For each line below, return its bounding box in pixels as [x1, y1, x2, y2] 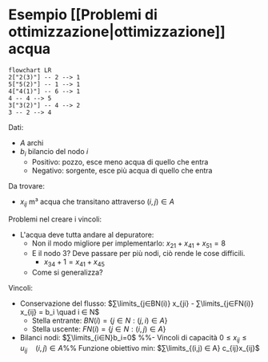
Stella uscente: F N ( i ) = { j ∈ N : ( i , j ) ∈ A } [31, 324, 166, 334]
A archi [19, 138, 44, 148]
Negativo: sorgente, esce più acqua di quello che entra [31, 165, 213, 175]
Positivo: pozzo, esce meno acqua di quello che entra [31, 157, 209, 166]
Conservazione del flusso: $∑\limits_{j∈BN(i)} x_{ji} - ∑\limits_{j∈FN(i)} [19, 299, 254, 308]
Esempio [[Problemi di [8, 6, 158, 24]
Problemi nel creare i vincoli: [8, 214, 102, 224]
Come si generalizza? [31, 267, 103, 278]
